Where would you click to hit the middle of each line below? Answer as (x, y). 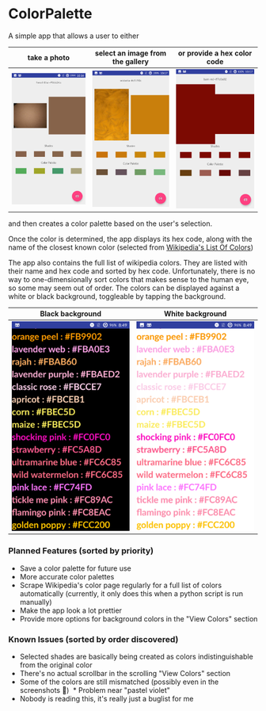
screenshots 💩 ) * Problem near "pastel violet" (95, 690)
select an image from (131, 53)
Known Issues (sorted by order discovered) (93, 639)
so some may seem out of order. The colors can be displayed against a (124, 288)
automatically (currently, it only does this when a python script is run (131, 593)
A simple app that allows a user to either (74, 36)
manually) (36, 602)
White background (195, 314)
